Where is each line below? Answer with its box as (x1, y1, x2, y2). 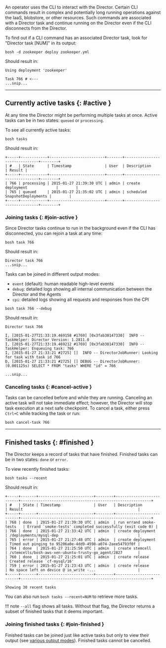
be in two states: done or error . (5, 456, 68, 462)
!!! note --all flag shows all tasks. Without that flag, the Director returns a (5, 603, 155, 609)
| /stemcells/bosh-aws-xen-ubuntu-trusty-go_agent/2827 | (5, 550, 140, 555)
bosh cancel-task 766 (5, 420, 50, 425)
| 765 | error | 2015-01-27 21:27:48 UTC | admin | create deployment (5, 537, 156, 543)
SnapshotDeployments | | (5, 194, 72, 199)
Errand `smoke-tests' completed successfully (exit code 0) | (27, 524, 158, 529)
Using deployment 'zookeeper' (5, 68, 68, 73)
